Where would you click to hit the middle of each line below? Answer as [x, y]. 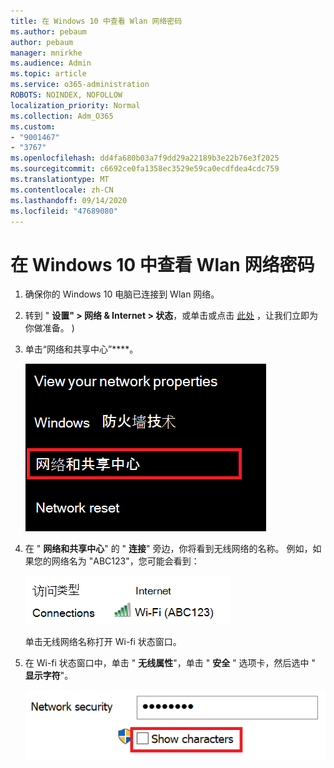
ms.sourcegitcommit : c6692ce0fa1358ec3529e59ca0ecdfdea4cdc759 [145, 169]
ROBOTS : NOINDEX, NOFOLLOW [66, 95]
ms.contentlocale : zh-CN [62, 190]
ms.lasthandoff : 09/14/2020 [69, 200]
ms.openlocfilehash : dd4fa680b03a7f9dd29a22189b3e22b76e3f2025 [145, 158]
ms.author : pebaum [48, 31]
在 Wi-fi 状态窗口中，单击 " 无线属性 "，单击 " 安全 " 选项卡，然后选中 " [170, 663]
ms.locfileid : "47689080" [64, 211]
